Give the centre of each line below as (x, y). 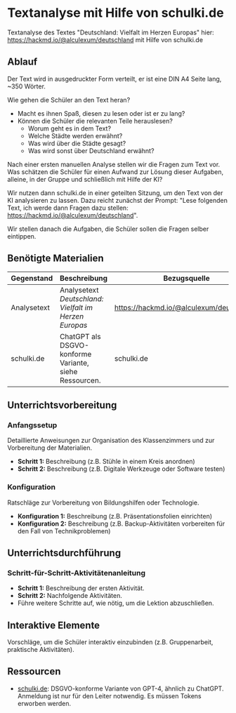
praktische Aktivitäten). (41, 650)
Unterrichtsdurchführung (64, 553)
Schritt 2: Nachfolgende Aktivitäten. (70, 596)
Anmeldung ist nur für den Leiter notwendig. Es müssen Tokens (109, 695)
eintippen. (22, 236)
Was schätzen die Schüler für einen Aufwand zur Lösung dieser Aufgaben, (115, 172)
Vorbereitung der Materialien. (50, 448)
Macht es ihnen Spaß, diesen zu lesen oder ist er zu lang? (101, 113)
